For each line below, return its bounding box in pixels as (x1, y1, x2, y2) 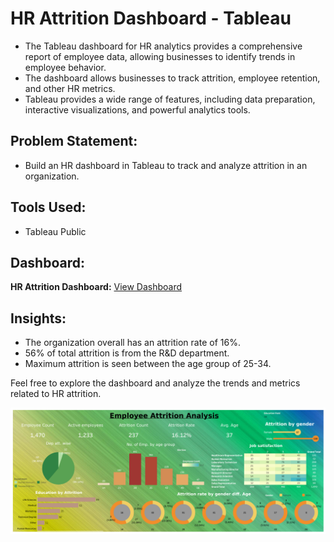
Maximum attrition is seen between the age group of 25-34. (24, 358, 272, 370)
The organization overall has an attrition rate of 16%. (24, 337, 241, 349)
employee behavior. (24, 61, 107, 73)
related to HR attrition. (10, 388, 102, 400)
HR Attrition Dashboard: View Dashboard (10, 281, 183, 293)
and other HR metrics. (24, 82, 116, 94)
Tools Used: (10, 199, 87, 216)
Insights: (10, 310, 67, 327)
